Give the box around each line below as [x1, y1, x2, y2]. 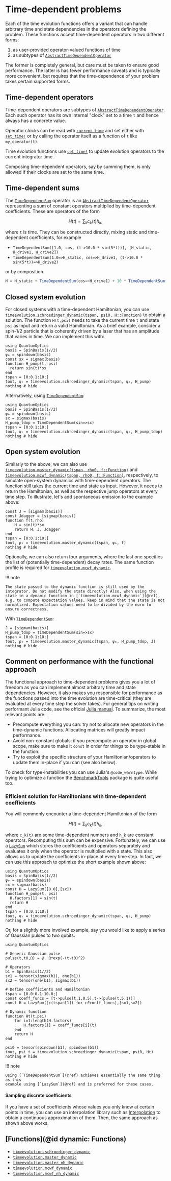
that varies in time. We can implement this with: [5, 334, 104, 340]
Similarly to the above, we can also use [5, 461, 88, 467]
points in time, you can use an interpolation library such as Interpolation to [5, 1109, 161, 1115]
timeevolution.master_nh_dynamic [12, 1160, 84, 1165]
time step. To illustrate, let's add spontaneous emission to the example [5, 493, 153, 500]
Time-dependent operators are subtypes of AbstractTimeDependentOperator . [5, 106, 165, 113]
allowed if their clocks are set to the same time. [5, 169, 104, 175]
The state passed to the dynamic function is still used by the [5, 584, 145, 589]
